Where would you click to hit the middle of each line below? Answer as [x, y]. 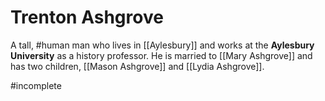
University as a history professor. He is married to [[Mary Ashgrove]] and [161, 55]
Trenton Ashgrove [87, 17]
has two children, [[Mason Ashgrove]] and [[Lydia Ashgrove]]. [137, 66]
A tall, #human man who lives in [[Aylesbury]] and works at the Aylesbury [162, 45]
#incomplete [36, 85]
